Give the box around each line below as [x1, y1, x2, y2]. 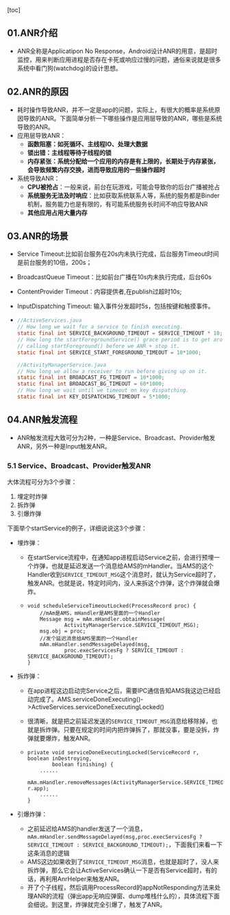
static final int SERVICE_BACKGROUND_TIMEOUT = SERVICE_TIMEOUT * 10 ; [16, 330, 223, 337]
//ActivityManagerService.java [16, 361, 107, 368]
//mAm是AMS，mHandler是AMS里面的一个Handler [40, 610, 161, 617]
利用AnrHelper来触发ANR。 [45, 875, 123, 883]
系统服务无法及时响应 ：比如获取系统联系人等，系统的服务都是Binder [27, 191, 220, 200]
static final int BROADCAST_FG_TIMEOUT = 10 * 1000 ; [16, 374, 165, 381]
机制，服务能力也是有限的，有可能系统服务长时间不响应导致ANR [27, 200, 208, 208]
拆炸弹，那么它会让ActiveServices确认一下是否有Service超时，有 [27, 866, 212, 875]
